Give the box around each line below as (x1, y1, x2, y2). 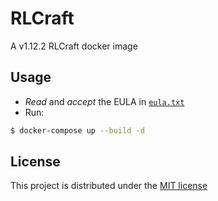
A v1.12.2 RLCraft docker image (10, 40, 138, 52)
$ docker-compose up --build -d (10, 125, 145, 136)
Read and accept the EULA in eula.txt (24, 95, 185, 107)
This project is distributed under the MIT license (10, 180, 208, 192)
